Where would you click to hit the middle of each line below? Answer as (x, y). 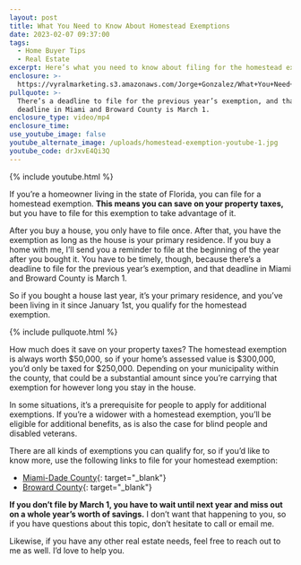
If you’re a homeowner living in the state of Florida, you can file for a (135, 194)
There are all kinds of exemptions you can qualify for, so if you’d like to (140, 450)
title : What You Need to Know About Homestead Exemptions (120, 26)
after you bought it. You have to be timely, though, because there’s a (135, 259)
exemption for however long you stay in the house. (103, 387)
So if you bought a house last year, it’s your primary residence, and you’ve (146, 295)
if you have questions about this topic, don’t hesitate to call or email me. (142, 523)
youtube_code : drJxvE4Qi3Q (60, 151)
